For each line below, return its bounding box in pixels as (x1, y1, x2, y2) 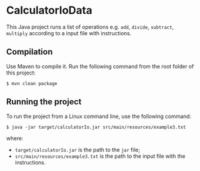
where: (6, 135, 24, 142)
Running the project (6, 97, 82, 107)
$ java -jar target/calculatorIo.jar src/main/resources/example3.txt (6, 124, 186, 130)
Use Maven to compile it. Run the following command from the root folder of (6, 63, 194, 70)
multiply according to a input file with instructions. (6, 29, 132, 36)
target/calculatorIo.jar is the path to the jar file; (14, 146, 140, 153)
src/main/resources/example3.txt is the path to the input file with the (14, 153, 186, 160)
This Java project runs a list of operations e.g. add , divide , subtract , (6, 23, 174, 30)
